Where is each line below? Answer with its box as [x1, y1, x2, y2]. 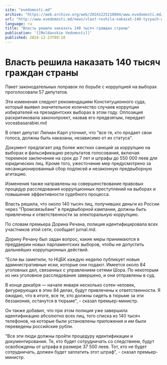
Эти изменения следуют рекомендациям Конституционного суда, [5, 98, 146, 105]
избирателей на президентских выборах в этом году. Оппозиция [5, 109, 143, 115]
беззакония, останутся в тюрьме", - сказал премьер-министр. [5, 298, 139, 304]
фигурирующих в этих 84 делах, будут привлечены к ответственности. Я [5, 287, 161, 293]
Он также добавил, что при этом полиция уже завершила [5, 307, 128, 313]
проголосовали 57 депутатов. [5, 89, 69, 95]
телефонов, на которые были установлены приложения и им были [5, 318, 147, 324]
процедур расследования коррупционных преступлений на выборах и [5, 185, 156, 192]
